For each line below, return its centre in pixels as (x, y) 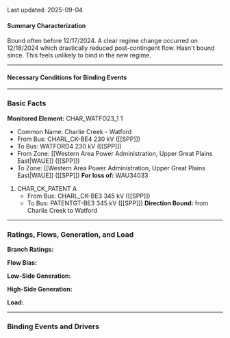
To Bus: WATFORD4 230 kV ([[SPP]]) (69, 146)
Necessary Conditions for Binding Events (67, 77)
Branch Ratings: (30, 249)
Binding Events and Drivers (53, 326)
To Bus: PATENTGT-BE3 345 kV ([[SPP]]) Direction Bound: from (118, 203)
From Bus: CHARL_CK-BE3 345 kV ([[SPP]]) (89, 196)
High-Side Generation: (40, 289)
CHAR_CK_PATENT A (47, 188)
